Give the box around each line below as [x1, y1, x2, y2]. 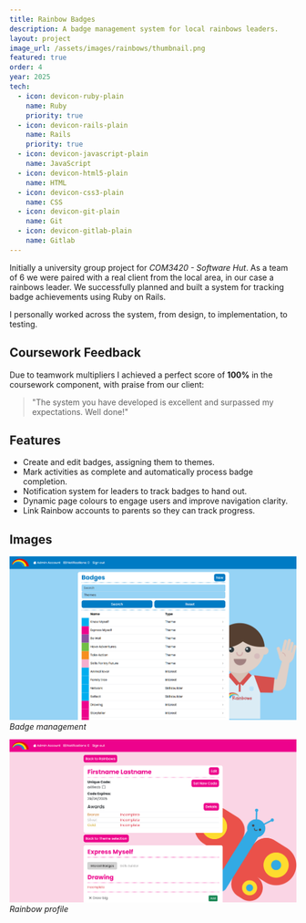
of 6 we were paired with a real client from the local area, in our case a [9, 272, 275, 283]
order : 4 [9, 63, 43, 72]
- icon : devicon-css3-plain [17, 188, 125, 197]
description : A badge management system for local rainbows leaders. [9, 24, 280, 34]
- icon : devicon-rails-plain [17, 120, 128, 130]
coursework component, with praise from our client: [9, 379, 205, 389]
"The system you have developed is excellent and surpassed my [31, 397, 274, 408]
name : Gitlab [25, 236, 76, 245]
